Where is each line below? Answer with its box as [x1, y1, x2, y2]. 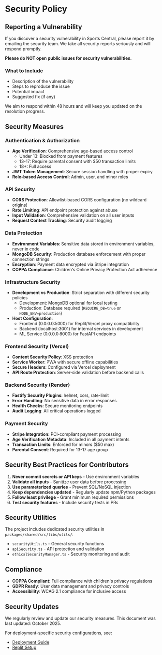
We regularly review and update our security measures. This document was [5, 615, 156, 622]
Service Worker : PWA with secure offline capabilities [12, 359, 118, 365]
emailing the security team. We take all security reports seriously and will [5, 41, 151, 47]
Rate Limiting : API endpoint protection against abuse [12, 207, 118, 213]
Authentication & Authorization [5, 137, 80, 144]
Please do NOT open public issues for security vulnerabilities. [5, 55, 132, 61]
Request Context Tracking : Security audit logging [12, 217, 112, 224]
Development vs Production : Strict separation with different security [12, 290, 150, 295]
